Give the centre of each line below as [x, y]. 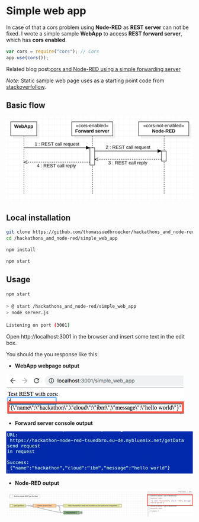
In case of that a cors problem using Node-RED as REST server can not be [97, 27]
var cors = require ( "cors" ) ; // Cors [53, 51]
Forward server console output [54, 423]
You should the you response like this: [52, 354]
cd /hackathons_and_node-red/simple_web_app [62, 239]
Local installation [38, 217]
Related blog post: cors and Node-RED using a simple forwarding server [93, 69]
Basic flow [26, 106]
